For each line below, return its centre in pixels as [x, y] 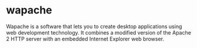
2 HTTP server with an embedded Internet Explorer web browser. [85, 39]
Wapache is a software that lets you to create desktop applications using [94, 26]
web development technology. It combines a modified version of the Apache [98, 32]
